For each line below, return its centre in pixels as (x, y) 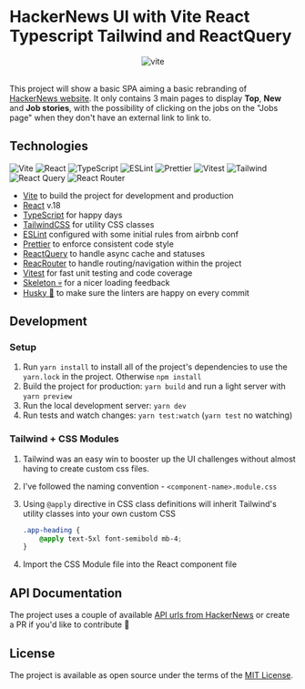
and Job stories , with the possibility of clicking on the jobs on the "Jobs (144, 107)
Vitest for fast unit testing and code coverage (107, 273)
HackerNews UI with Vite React (130, 17)
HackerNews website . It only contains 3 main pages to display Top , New (146, 98)
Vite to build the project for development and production (128, 195)
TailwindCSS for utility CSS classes (88, 224)
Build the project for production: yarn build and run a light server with (154, 386)
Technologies (49, 146)
